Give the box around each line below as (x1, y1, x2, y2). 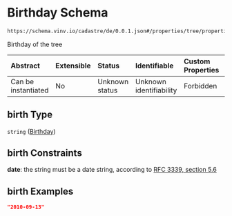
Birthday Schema (7, 5, 108, 21)
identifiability (135, 85, 177, 95)
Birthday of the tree (7, 40, 63, 48)
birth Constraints (7, 147, 83, 159)
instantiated (10, 85, 49, 95)
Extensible (55, 61, 91, 70)
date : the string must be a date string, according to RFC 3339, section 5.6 (7, 166, 217, 174)
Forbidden (184, 81, 217, 90)
